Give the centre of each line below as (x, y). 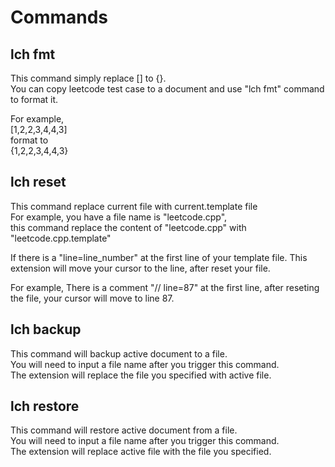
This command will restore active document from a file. (124, 430)
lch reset (38, 182)
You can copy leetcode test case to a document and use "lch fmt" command (167, 89)
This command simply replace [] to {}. (88, 78)
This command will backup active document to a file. (119, 353)
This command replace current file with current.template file (134, 206)
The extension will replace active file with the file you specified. (141, 452)
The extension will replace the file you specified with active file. (141, 375)
